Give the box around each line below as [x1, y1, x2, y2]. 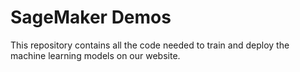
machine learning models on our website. [10, 49, 181, 61]
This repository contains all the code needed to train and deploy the [10, 39, 290, 51]
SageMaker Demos [10, 6, 172, 29]
